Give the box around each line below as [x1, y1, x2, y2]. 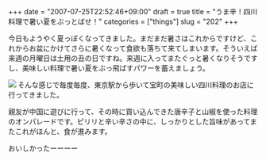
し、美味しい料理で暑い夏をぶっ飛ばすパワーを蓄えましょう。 [8, 63, 210, 73]
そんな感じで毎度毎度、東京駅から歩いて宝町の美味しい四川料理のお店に [17, 80, 254, 90]
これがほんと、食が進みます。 [14, 127, 113, 136]
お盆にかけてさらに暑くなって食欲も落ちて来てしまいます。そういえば [29, 44, 258, 53]
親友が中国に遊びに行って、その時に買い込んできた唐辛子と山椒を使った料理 [8, 107, 258, 116]
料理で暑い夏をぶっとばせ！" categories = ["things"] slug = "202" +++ [8, 17, 238, 26]
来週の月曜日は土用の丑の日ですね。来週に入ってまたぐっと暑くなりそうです [8, 54, 258, 63]
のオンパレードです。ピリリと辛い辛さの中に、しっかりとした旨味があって [8, 117, 250, 126]
